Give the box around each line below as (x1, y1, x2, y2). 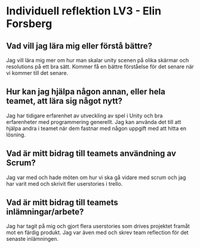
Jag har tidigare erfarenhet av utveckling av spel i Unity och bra (6, 112, 163, 119)
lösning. (6, 131, 26, 138)
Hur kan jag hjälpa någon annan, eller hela (6, 87, 165, 97)
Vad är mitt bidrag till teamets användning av (6, 149, 176, 159)
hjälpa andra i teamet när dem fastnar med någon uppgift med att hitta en (6, 125, 187, 132)
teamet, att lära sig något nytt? (6, 96, 123, 106)
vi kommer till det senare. (6, 69, 69, 76)
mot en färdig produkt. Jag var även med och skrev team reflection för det (6, 229, 189, 236)
